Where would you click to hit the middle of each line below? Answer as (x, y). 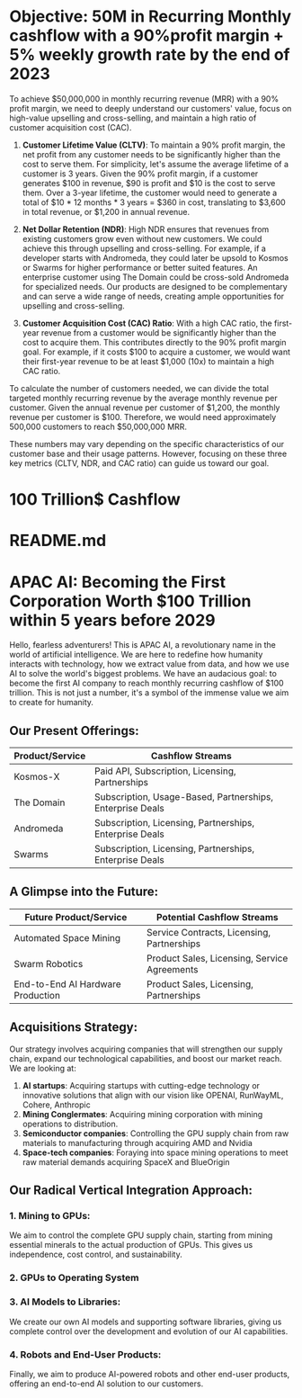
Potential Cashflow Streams (217, 917)
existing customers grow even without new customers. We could (142, 238)
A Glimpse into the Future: (84, 892)
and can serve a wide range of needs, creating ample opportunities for (153, 296)
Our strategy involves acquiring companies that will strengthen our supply (146, 1049)
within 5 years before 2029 (112, 620)
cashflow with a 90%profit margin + (147, 36)
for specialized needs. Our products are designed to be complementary (155, 286)
